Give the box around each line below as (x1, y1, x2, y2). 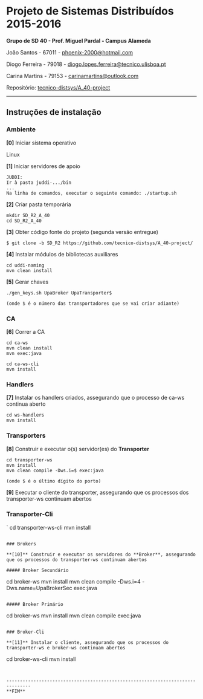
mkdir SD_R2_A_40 (6, 212, 50, 218)
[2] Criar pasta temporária (6, 201, 71, 208)
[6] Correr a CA (6, 328, 45, 335)
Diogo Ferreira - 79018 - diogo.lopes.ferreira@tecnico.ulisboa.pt (6, 60, 166, 68)
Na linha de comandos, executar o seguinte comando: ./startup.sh (6, 190, 177, 196)
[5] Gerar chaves (6, 278, 49, 285)
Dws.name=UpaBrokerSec (6, 584, 72, 591)
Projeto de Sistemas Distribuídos (6, 4, 174, 18)
